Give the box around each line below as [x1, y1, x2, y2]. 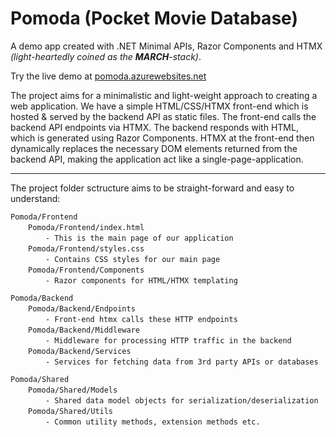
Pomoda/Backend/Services [28, 346, 132, 356]
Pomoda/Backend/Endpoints [28, 303, 136, 314]
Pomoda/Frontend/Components [28, 265, 145, 275]
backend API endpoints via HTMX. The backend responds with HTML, [10, 121, 299, 133]
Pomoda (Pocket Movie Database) [10, 7, 298, 30]
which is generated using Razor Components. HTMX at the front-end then [10, 132, 315, 144]
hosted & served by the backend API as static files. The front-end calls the [10, 110, 317, 122]
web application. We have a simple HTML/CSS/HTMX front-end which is [10, 100, 309, 112]
